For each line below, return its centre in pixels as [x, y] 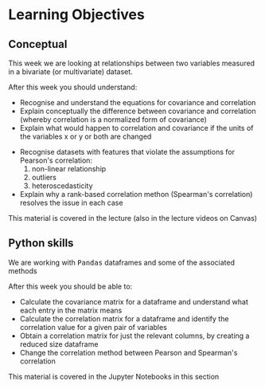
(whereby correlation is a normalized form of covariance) [113, 120]
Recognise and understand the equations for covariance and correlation [138, 102]
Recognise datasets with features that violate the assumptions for [127, 152]
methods [23, 271]
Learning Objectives [76, 15]
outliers [44, 177]
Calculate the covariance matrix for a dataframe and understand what [134, 301]
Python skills [41, 244]
